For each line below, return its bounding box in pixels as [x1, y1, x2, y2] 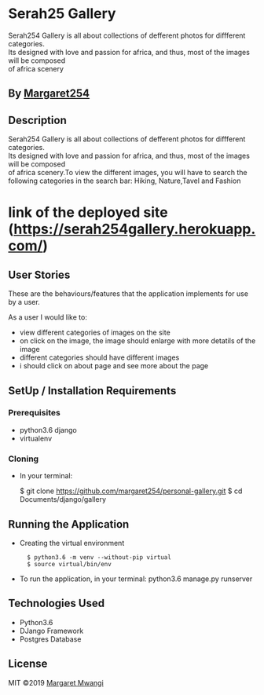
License [8, 657, 48, 671]
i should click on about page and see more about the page [19, 361, 209, 371]
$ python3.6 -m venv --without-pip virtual [27, 553, 171, 561]
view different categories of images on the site [19, 327, 170, 338]
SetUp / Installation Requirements [8, 384, 177, 397]
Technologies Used [8, 597, 104, 610]
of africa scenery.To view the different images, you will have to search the [8, 168, 247, 177]
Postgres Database [19, 634, 82, 644]
